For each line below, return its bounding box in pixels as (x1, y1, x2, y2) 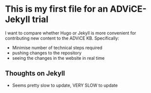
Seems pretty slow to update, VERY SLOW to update (12, 82, 118, 88)
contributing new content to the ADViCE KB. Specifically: (5, 35, 119, 41)
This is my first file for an (5, 3, 108, 15)
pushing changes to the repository (12, 50, 82, 56)
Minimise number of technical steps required (12, 45, 103, 50)
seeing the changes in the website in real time (12, 55, 105, 61)
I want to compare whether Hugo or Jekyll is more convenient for (5, 30, 136, 36)
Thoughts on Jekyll (5, 70, 65, 78)
